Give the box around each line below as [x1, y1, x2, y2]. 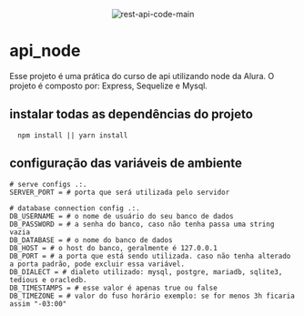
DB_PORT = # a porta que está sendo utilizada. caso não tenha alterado [9, 251, 291, 260]
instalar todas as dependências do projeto [9, 107, 253, 122]
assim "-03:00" [9, 299, 67, 309]
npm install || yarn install [17, 130, 128, 140]
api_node [9, 41, 81, 61]
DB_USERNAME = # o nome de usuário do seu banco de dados [9, 211, 234, 220]
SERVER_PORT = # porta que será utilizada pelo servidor [9, 188, 230, 197]
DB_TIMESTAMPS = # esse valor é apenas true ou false [9, 283, 218, 292]
